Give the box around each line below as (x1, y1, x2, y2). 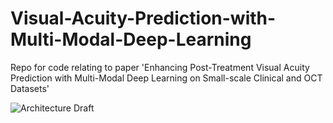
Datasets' (10, 82, 50, 94)
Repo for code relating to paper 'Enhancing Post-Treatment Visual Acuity (10, 61, 310, 73)
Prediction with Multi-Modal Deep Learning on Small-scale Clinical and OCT (10, 72, 323, 84)
